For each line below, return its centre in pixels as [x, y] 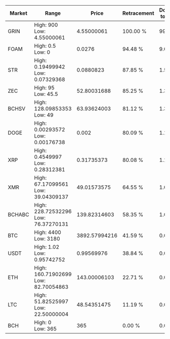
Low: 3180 [47, 239]
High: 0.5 [45, 46]
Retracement [138, 13]
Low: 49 [44, 115]
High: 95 [44, 88]
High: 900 [46, 25]
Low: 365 [46, 329]
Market [18, 13]
